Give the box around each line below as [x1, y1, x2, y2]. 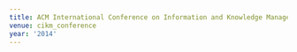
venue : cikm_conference [9, 21, 97, 30]
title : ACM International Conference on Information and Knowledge [9, 12, 263, 22]
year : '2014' [9, 29, 57, 38]
